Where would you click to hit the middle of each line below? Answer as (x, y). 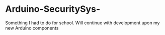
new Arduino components (32, 28)
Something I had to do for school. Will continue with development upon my (82, 23)
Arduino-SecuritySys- (53, 9)
